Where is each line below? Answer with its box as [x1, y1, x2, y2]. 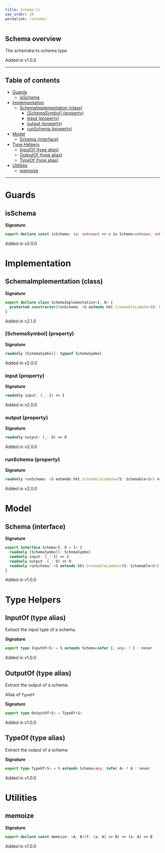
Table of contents [5, 76, 60, 84]
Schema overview [5, 34, 61, 43]
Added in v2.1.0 [5, 318, 36, 324]
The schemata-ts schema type [5, 48, 67, 54]
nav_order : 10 [5, 12, 34, 17]
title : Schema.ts [5, 7, 41, 12]
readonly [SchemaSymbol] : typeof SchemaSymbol [5, 351, 102, 356]
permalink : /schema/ [5, 16, 48, 21]
